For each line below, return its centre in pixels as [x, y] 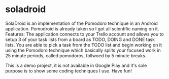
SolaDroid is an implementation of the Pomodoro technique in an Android [82, 23]
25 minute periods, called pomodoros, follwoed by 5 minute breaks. [76, 55]
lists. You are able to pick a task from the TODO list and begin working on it [84, 45]
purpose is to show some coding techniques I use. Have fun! [69, 71]
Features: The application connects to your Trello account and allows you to [84, 34]
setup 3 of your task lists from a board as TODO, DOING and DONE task [80, 39]
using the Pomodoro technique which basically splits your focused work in [83, 50]
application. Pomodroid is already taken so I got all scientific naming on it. [82, 28]
